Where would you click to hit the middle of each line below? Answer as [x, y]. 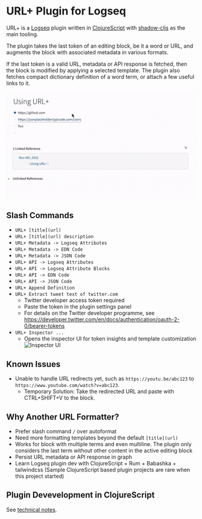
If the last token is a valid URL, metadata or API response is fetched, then [97, 64]
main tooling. [22, 34]
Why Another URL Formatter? [63, 417]
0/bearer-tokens [44, 326]
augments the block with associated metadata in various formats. [87, 52]
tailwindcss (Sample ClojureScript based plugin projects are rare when [103, 470]
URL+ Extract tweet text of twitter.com [66, 294]
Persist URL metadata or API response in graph [74, 457]
